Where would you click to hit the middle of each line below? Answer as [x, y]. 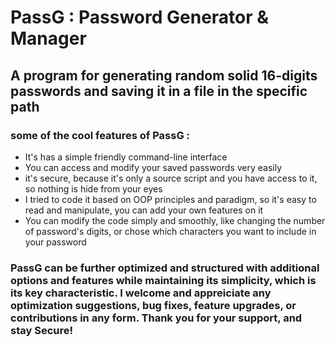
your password [55, 242]
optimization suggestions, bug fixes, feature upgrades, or [153, 305]
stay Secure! [41, 330]
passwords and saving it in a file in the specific [159, 91]
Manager [48, 38]
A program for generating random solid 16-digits [164, 75]
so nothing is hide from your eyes [93, 188]
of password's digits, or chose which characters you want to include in [170, 231]
